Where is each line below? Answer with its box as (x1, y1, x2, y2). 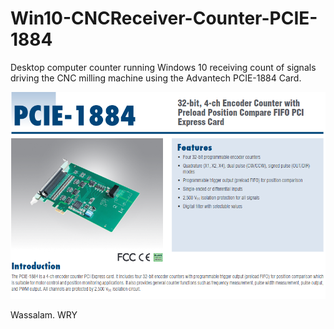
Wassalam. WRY (10, 308, 78, 321)
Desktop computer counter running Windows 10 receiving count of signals (10, 61, 317, 73)
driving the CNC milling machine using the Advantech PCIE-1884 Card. (10, 72, 302, 84)
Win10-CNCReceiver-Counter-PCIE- (10, 7, 318, 30)
